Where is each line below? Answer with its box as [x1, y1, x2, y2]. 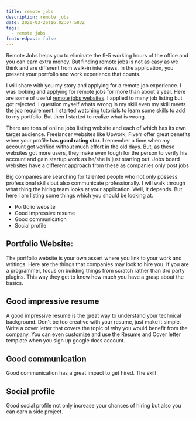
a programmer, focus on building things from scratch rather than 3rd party [6, 267, 185, 274]
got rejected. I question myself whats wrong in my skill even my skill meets [6, 101, 186, 107]
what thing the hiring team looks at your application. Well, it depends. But [6, 186, 183, 192]
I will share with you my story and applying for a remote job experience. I [6, 82, 181, 89]
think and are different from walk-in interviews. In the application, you [6, 64, 174, 71]
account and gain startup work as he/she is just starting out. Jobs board [6, 156, 180, 162]
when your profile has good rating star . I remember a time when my [6, 137, 170, 144]
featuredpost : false [6, 36, 57, 42]
